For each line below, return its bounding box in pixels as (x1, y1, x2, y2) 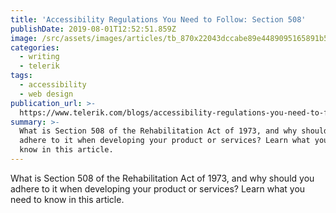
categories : (10, 42, 60, 53)
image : (10, 33, 38, 43)
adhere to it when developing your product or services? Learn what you (10, 182, 306, 195)
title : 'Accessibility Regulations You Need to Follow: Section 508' (10, 14, 307, 25)
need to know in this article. (10, 193, 125, 205)
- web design (19, 89, 74, 99)
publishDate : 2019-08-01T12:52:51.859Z (10, 24, 177, 34)
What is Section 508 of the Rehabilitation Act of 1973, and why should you (10, 172, 315, 184)
